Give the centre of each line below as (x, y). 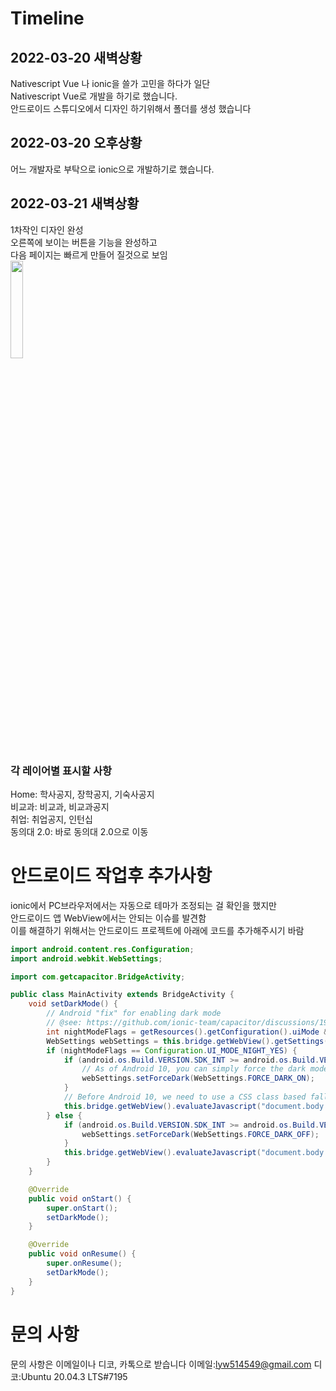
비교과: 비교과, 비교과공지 (60, 806)
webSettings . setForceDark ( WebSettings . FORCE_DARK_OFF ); (200, 1134)
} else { (64, 1115)
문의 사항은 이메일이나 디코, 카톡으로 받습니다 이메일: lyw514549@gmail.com (161, 1364)
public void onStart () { (80, 1198)
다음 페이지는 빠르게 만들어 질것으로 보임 (89, 254)
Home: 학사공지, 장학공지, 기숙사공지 (82, 794)
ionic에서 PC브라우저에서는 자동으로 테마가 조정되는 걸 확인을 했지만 (143, 905)
